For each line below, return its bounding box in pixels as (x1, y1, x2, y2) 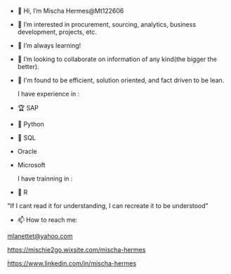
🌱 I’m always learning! (17, 41, 81, 49)
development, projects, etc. (17, 28, 97, 36)
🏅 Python (17, 120, 44, 128)
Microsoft (17, 161, 46, 169)
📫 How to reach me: (17, 216, 78, 224)
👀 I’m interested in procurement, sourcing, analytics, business (17, 20, 197, 28)
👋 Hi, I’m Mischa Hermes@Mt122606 (17, 7, 124, 15)
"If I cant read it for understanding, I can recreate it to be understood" (7, 202, 209, 210)
